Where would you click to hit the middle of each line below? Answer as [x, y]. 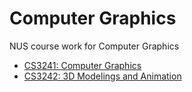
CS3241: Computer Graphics [82, 65]
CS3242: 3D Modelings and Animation [102, 76]
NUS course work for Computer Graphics [94, 46]
